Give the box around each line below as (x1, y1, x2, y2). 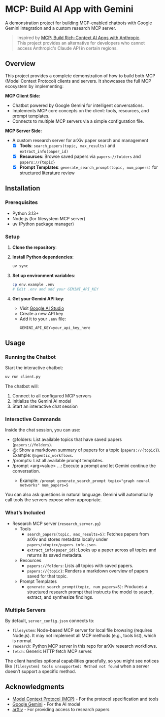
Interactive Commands (5, 416, 61, 423)
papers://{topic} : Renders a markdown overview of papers (27, 568, 149, 574)
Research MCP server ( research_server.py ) (12, 521, 101, 526)
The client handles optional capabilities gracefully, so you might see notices (5, 658, 159, 664)
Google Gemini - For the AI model (12, 701, 80, 707)
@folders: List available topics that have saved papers (12, 436, 122, 442)
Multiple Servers (5, 606, 46, 613)
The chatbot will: (5, 383, 39, 389)
